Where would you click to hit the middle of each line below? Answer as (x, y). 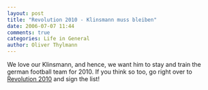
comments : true (29, 32)
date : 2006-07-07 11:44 (41, 26)
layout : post (26, 13)
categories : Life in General (48, 39)
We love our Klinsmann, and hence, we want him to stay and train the (104, 64)
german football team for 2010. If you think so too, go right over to (100, 72)
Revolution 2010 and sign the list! (54, 79)
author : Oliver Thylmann (42, 45)
